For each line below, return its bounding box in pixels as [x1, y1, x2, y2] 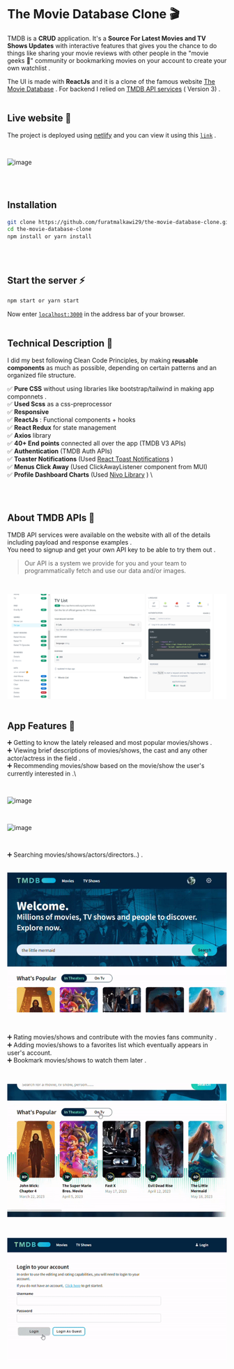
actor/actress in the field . [7, 754, 81, 762]
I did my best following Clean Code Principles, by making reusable [7, 356, 198, 364]
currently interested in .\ [7, 769, 77, 778]
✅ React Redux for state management [7, 423, 117, 431]
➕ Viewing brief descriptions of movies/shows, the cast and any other [7, 746, 208, 755]
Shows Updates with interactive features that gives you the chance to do [7, 41, 217, 50]
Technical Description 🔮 [7, 337, 113, 350]
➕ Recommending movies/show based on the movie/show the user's [7, 762, 205, 770]
